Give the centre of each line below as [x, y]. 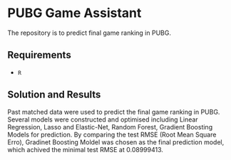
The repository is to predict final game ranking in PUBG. [89, 33]
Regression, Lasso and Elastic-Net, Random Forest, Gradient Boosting [110, 127]
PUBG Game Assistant [75, 13]
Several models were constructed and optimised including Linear [103, 119]
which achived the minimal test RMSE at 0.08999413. [86, 149]
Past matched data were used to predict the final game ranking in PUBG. [114, 112]
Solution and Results [54, 95]
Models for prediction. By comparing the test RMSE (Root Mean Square [112, 134]
